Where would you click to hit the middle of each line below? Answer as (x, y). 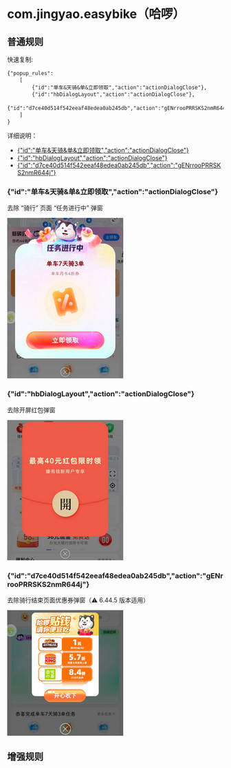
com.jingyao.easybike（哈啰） (96, 14)
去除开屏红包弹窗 (31, 409)
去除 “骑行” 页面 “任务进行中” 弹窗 (55, 208)
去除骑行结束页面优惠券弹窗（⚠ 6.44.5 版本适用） (78, 600)
